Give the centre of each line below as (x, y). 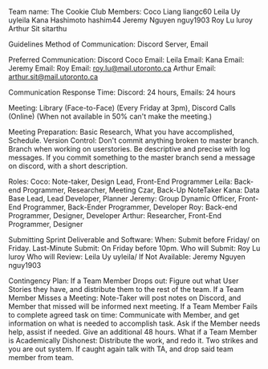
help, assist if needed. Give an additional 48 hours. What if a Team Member (133, 332)
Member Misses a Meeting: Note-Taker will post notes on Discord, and (125, 298)
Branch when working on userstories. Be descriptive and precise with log (129, 149)
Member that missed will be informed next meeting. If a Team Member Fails (133, 306)
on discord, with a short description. (68, 166)
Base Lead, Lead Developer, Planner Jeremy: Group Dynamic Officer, (122, 199)
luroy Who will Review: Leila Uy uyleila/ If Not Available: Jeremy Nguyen (127, 257)
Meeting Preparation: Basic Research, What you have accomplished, (122, 132)
